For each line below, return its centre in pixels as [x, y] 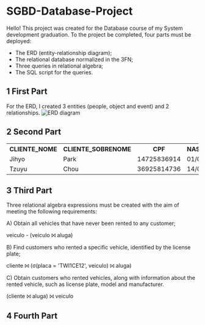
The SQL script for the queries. [54, 72]
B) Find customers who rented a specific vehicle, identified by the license [99, 248]
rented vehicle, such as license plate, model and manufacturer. [85, 284]
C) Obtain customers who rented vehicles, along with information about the [101, 278]
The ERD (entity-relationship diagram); [63, 52]
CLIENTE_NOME [33, 149]
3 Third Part [29, 190]
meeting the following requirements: [52, 212]
